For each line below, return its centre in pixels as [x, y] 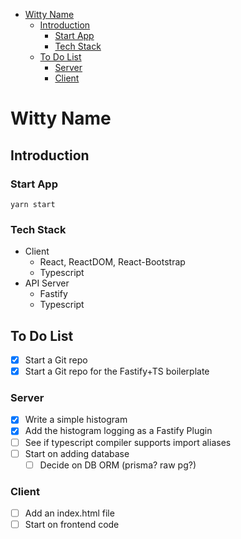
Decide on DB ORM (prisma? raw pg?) [118, 465]
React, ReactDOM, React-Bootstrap [112, 262]
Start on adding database [77, 453]
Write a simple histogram [76, 420]
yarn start [33, 204]
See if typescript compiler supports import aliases [128, 442]
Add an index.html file [69, 513]
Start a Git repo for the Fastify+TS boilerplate [117, 371]
